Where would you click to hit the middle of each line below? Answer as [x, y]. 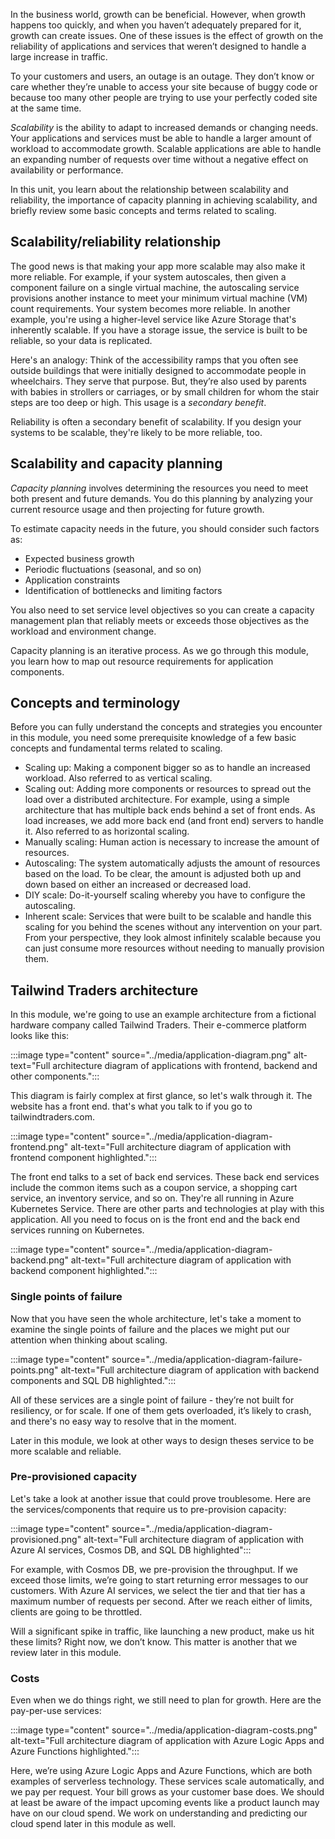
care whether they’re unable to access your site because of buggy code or [164, 87]
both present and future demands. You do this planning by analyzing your [161, 498]
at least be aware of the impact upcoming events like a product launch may [165, 1803]
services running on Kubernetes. [77, 1230]
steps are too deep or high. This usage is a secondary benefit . [138, 402]
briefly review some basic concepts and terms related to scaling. [143, 210]
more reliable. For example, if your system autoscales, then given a [148, 276]
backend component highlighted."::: [84, 1271]
